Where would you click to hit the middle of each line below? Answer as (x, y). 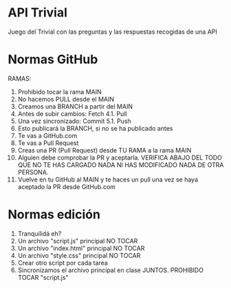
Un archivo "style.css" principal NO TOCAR (79, 255)
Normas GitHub (53, 59)
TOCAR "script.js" (43, 277)
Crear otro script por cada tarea (63, 263)
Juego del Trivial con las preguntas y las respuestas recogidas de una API (112, 32)
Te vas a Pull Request (48, 143)
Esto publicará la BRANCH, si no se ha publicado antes (95, 128)
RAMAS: (20, 78)
